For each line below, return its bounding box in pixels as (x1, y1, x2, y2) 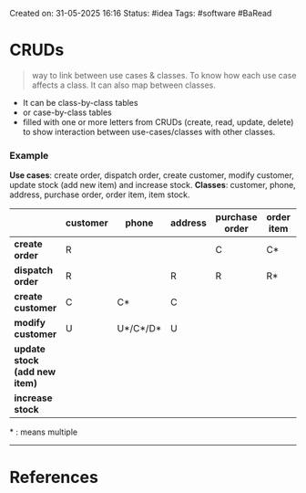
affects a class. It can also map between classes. (31, 79, 216, 90)
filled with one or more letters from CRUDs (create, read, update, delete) (22, 116, 294, 127)
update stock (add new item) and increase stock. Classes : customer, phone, (9, 180, 296, 191)
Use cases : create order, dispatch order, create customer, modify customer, (9, 170, 294, 181)
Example (9, 149, 49, 162)
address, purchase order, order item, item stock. (9, 189, 190, 200)
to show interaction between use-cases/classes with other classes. (22, 126, 276, 137)
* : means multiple (9, 426, 78, 437)
